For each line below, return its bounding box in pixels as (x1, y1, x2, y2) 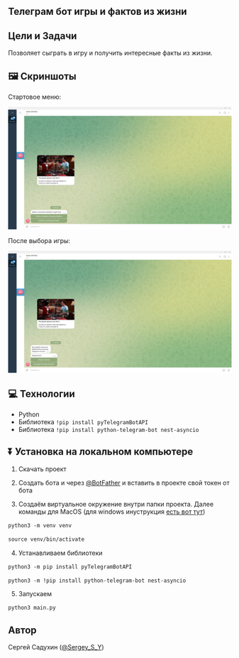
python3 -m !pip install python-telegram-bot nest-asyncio (8, 577, 187, 584)
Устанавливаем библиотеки (18, 549, 103, 557)
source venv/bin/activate (8, 536, 84, 543)
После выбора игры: (8, 236, 70, 244)
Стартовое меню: (8, 92, 62, 102)
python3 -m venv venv (8, 522, 72, 529)
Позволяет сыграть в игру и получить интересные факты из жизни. (8, 49, 213, 58)
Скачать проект (18, 465, 67, 473)
